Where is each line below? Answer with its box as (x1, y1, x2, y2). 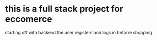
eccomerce (5, 13, 52, 25)
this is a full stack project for (5, 3, 124, 14)
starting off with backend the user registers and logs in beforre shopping (5, 29, 152, 35)
